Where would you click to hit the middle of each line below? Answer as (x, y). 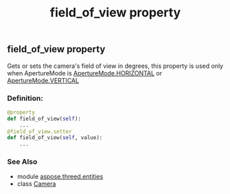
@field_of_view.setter (39, 132)
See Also (22, 162)
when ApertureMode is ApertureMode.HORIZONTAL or (85, 73)
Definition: (25, 98)
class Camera (36, 184)
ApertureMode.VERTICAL (43, 80)
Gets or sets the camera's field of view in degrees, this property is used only (115, 66)
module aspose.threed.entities (60, 177)
